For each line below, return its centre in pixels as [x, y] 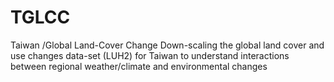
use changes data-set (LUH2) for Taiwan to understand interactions [150, 55]
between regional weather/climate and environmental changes [139, 66]
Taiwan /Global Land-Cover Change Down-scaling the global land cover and [167, 45]
